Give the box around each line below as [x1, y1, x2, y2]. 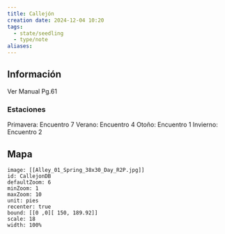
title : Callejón [7, 10, 54, 17]
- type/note [13, 36, 49, 43]
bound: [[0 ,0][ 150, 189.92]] [7, 209, 98, 217]
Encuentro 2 [7, 128, 42, 136]
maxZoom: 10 [7, 191, 42, 198]
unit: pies [7, 197, 39, 204]
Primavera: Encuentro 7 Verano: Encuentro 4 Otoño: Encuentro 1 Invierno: [7, 120, 218, 129]
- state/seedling [13, 29, 64, 37]
